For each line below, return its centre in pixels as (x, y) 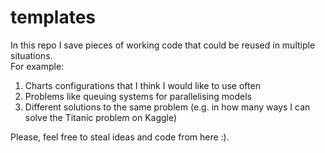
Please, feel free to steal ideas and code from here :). (120, 137)
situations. (31, 55)
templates (53, 17)
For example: (37, 66)
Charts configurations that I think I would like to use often (142, 85)
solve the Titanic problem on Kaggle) (101, 117)
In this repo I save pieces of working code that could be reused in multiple (163, 45)
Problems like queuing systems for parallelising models (138, 96)
